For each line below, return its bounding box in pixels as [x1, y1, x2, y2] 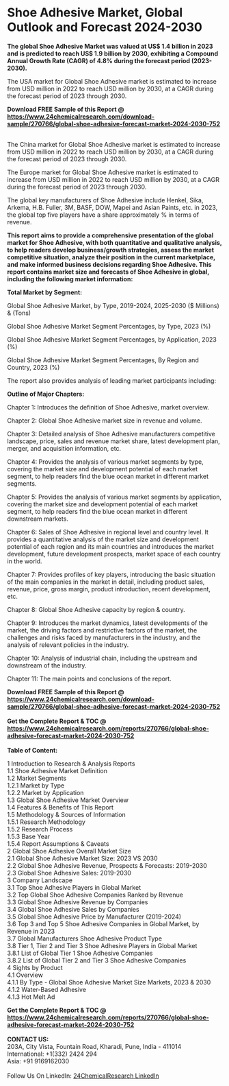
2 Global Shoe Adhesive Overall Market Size [7, 847, 131, 855]
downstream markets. [7, 515, 68, 523]
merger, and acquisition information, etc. [7, 444, 122, 452]
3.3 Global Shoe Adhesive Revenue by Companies [7, 897, 148, 906]
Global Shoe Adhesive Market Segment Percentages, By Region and [7, 355, 200, 364]
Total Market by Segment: [7, 288, 83, 296]
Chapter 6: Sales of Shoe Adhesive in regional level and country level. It [7, 528, 208, 536]
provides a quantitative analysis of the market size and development [7, 535, 200, 543]
